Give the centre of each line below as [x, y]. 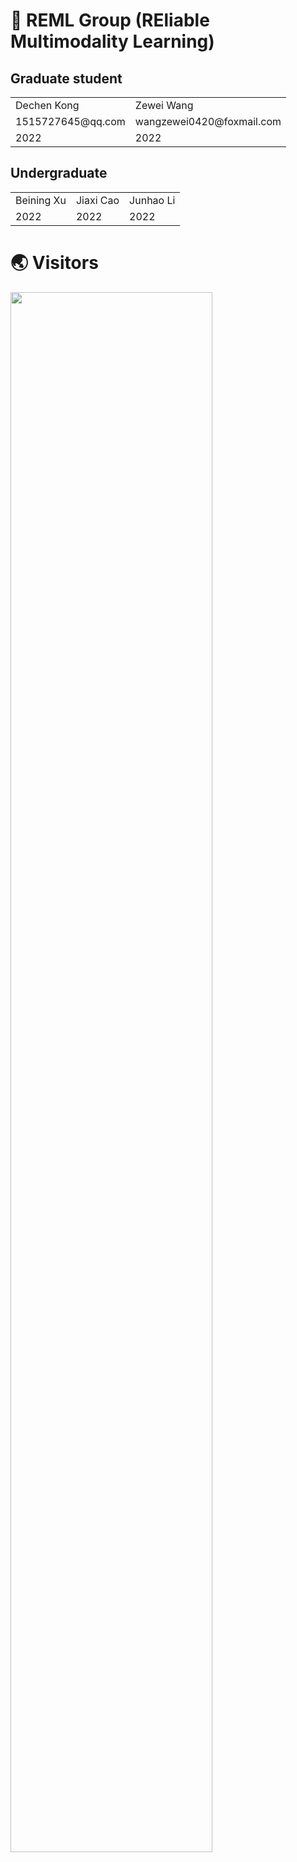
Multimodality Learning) [112, 41]
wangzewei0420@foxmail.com [208, 121]
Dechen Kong [47, 105]
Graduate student [66, 78]
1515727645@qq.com [70, 121]
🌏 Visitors [54, 263]
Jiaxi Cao [97, 200]
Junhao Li [152, 200]
